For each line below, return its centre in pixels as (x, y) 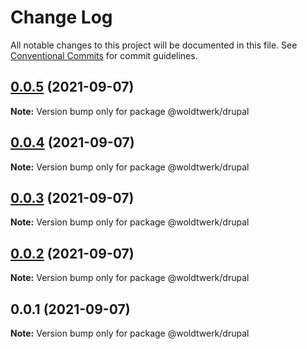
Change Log (61, 17)
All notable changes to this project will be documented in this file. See (154, 45)
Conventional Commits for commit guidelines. (104, 55)
